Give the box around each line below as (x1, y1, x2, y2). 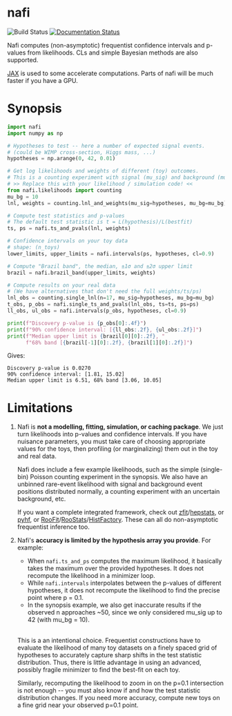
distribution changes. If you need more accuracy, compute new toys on (17, 694, 220, 702)
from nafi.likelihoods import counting (7, 186, 122, 194)
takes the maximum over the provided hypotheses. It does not (27, 564, 204, 572)
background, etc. (17, 495, 66, 503)
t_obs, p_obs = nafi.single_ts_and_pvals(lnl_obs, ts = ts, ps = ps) (7, 301, 199, 308)
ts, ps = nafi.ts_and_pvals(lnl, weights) (7, 225, 131, 232)
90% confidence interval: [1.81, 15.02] (7, 371, 126, 378)
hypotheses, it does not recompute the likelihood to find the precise (27, 586, 220, 594)
